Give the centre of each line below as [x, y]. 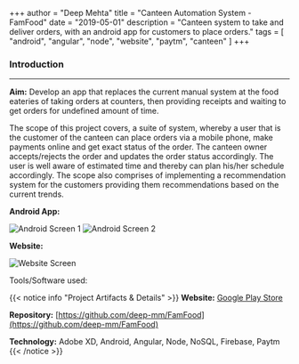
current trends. [36, 194]
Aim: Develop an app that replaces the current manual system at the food [144, 92]
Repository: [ [34, 315]
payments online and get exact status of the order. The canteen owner [138, 147]
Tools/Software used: [48, 280]
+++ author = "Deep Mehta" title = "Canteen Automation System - [130, 13]
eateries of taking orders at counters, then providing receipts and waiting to [148, 101]
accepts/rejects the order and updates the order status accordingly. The [141, 157]
